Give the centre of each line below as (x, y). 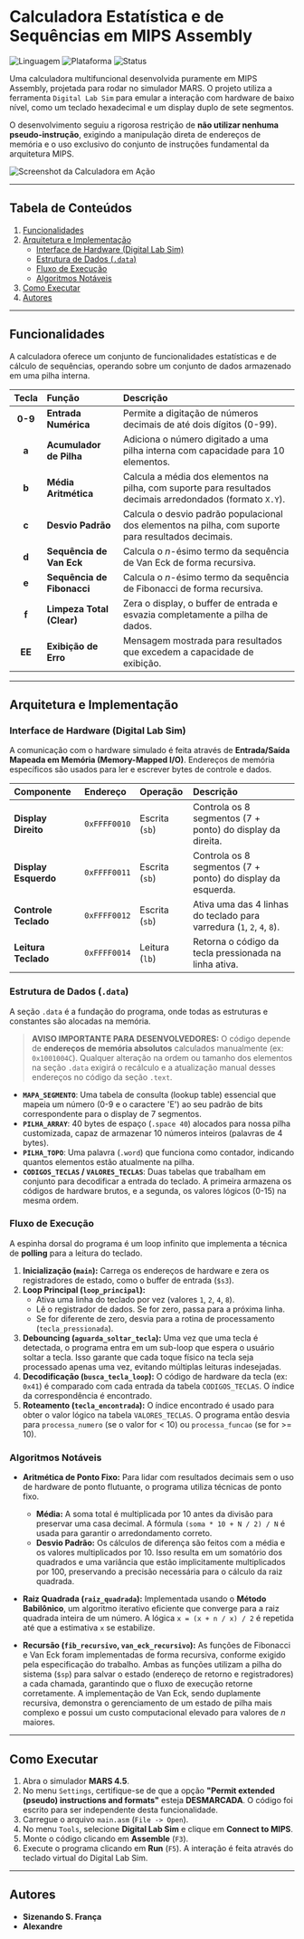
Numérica (68, 425)
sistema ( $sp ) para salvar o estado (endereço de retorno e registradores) (158, 1674)
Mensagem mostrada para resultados (202, 640)
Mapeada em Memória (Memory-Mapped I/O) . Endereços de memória (142, 760)
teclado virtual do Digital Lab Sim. (85, 1858)
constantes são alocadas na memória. (80, 1021)
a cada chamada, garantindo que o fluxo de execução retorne (138, 1684)
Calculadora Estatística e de (117, 17)
